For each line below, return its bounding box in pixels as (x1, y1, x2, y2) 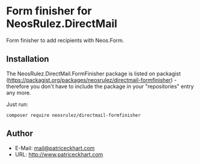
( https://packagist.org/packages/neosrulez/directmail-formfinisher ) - (6, 76, 177, 83)
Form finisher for (6, 4, 92, 18)
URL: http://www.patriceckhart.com (14, 151, 103, 158)
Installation (6, 54, 49, 64)
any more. (6, 89, 31, 96)
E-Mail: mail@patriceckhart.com (14, 144, 95, 151)
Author (6, 129, 33, 139)
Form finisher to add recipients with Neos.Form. (6, 37, 124, 44)
